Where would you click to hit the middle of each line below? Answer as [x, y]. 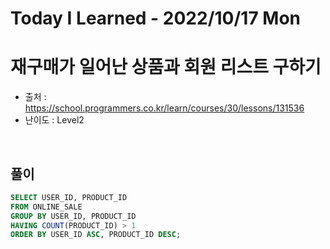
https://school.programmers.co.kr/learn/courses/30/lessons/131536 [164, 108]
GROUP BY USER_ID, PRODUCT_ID [73, 216]
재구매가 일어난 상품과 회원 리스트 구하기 [166, 67]
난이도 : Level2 [54, 120]
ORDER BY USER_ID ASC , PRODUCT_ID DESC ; [96, 235]
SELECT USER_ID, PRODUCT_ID [69, 197]
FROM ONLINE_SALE [46, 207]
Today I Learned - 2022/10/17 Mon [156, 18]
